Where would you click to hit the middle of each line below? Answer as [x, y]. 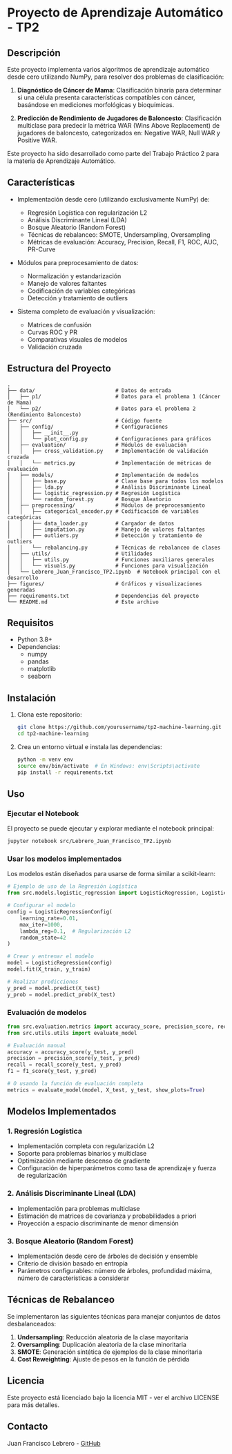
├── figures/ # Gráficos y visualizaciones [105, 584]
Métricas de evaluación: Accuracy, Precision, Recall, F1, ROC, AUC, [123, 242]
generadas [21, 590]
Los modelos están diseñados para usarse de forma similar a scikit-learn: [112, 874]
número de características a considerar [73, 1278]
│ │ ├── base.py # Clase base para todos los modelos [116, 481]
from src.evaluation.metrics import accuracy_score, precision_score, [111, 1027]
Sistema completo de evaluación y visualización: [86, 311]
